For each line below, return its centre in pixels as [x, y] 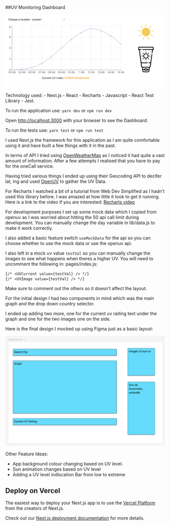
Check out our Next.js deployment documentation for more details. [75, 518]
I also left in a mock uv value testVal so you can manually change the [78, 253]
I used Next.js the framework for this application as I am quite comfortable [82, 140]
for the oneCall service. [30, 166]
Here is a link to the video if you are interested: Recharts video [70, 202]
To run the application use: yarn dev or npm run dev [59, 110]
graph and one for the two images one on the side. [58, 319]
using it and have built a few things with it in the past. [61, 145]
